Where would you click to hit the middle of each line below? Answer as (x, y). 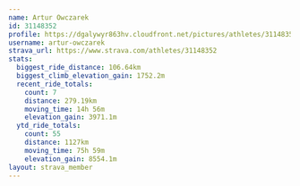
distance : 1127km (57, 142)
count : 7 (41, 92)
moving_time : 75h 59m (64, 150)
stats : (21, 59)
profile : (25, 34)
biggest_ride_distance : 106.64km (79, 68)
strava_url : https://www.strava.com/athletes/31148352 (113, 51)
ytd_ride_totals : (49, 126)
